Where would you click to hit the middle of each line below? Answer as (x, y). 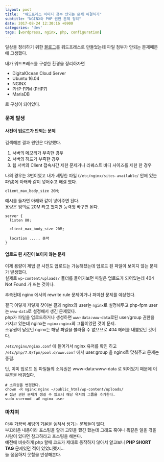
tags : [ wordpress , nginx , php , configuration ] (53, 32)
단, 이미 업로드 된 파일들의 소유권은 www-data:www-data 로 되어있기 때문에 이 (81, 369)
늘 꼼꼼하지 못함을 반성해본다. (33, 454)
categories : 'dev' (24, 28)
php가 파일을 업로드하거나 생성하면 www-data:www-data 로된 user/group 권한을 (80, 317)
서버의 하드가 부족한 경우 (36, 159)
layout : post (18, 10)
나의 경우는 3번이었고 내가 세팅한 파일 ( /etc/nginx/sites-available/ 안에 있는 (81, 176)
